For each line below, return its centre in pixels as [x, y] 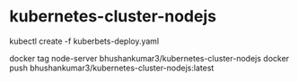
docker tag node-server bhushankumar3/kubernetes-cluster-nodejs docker [149, 58]
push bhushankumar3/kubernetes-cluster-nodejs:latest [112, 68]
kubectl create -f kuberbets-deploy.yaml [84, 41]
